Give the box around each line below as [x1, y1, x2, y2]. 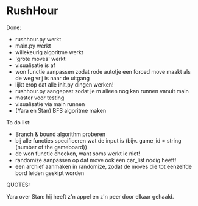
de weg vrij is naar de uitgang [15, 74, 90, 82]
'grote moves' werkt [15, 55, 66, 62]
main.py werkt [15, 42, 51, 49]
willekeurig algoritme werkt [15, 48, 83, 55]
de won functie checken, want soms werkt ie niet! [15, 150, 140, 157]
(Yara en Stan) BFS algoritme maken [15, 107, 107, 114]
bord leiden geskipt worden [15, 169, 85, 177]
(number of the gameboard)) [15, 143, 87, 151]
